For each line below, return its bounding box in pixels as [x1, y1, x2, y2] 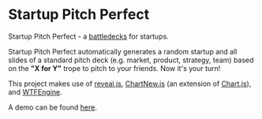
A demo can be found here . [8, 102, 97, 112]
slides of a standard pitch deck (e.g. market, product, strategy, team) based [8, 55, 254, 65]
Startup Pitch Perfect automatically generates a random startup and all [8, 46, 238, 56]
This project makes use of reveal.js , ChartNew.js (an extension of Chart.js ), [8, 79, 252, 88]
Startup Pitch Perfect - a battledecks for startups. [8, 32, 170, 41]
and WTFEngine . [8, 87, 62, 96]
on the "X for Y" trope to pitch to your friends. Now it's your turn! [8, 63, 221, 73]
